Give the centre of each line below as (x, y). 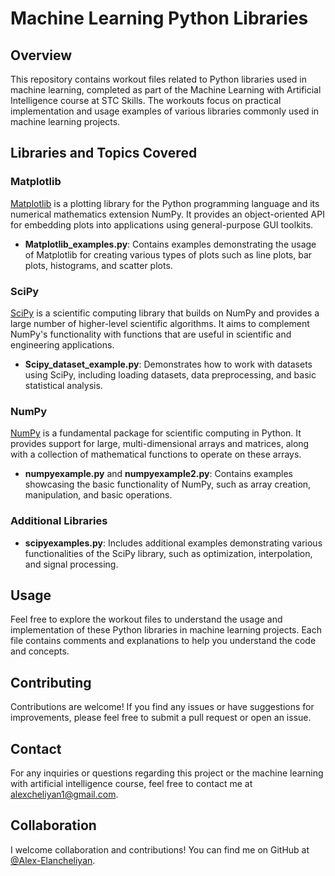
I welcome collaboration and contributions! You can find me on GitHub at (160, 849)
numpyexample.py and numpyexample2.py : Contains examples (159, 474)
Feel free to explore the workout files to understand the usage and (146, 619)
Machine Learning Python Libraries (159, 18)
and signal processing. (71, 564)
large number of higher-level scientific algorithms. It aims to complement (160, 323)
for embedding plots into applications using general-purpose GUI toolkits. (162, 224)
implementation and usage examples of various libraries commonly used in (165, 111)
